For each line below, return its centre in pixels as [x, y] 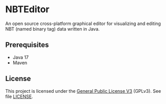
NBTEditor [27, 9]
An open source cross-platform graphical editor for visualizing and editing [83, 23]
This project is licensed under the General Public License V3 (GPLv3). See [83, 91]
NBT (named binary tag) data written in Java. [53, 29]
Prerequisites [27, 45]
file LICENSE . [19, 96]
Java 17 [21, 57]
